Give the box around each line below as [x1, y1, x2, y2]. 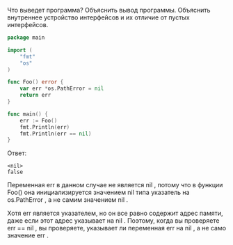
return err [19, 92, 51, 99]
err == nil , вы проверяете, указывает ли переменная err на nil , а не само [7, 224, 227, 232]
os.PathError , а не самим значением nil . [7, 196, 129, 204]
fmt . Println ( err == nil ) [19, 130, 92, 137]
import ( [7, 47, 33, 54]
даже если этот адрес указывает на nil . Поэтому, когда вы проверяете [7, 216, 220, 225]
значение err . [7, 231, 49, 239]
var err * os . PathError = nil [19, 85, 104, 93]
